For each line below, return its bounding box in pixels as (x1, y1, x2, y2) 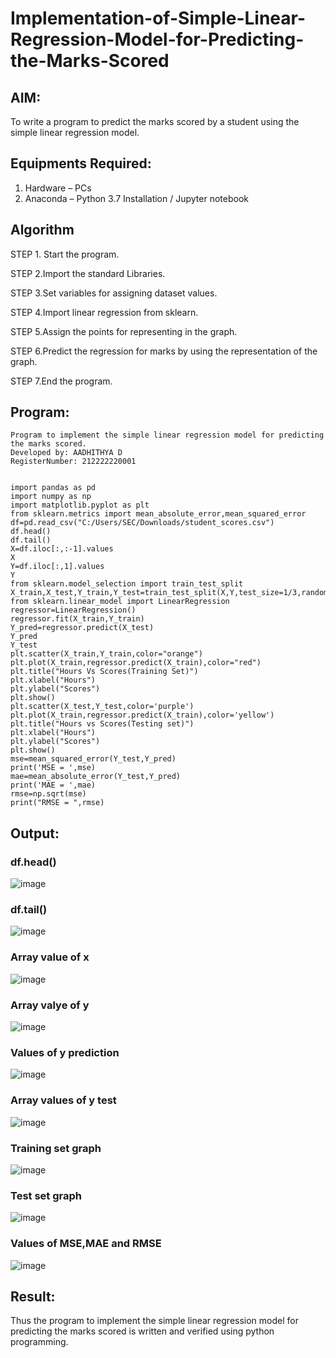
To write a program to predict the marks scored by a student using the (10, 116, 300, 127)
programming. (10, 1336, 69, 1348)
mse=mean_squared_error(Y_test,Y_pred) (10, 754, 177, 764)
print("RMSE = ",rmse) (10, 798, 105, 808)
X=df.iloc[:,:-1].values (10, 544, 114, 554)
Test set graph (10, 1188, 82, 1202)
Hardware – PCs (24, 182, 92, 194)
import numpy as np (10, 492, 92, 502)
